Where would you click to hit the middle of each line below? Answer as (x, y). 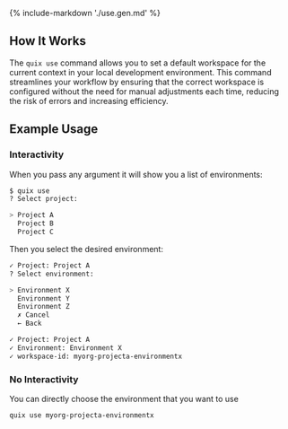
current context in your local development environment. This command (140, 72)
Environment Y (44, 298)
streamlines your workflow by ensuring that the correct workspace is (137, 82)
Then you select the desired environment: (87, 249)
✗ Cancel (34, 315)
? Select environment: (52, 274)
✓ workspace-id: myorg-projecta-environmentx (96, 356)
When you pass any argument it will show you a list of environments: (136, 174)
